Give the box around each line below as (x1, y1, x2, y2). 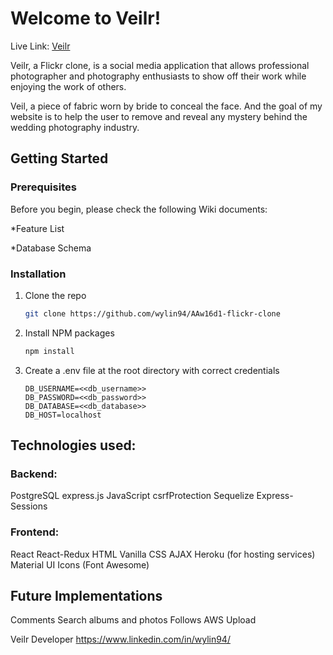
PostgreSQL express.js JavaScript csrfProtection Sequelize (10, 490, 255, 502)
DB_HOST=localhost (24, 410, 102, 420)
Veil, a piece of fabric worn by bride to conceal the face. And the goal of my (10, 100, 323, 112)
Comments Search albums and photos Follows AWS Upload (10, 614, 257, 626)
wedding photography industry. (10, 121, 140, 133)
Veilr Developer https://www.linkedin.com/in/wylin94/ (10, 633, 231, 646)
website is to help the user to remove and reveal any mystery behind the (10, 110, 308, 122)
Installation (10, 267, 67, 281)
